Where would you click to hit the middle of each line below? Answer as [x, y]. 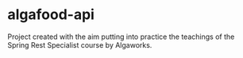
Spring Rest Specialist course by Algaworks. [80, 44]
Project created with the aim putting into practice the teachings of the [121, 37]
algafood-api [51, 15]
